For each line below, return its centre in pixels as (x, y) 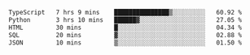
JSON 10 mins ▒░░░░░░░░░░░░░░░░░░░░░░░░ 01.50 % (125, 42)
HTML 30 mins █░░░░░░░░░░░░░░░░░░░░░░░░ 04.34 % (125, 27)
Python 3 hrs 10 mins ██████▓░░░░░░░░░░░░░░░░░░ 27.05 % (125, 20)
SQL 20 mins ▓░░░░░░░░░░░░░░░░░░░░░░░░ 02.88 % (125, 35)
